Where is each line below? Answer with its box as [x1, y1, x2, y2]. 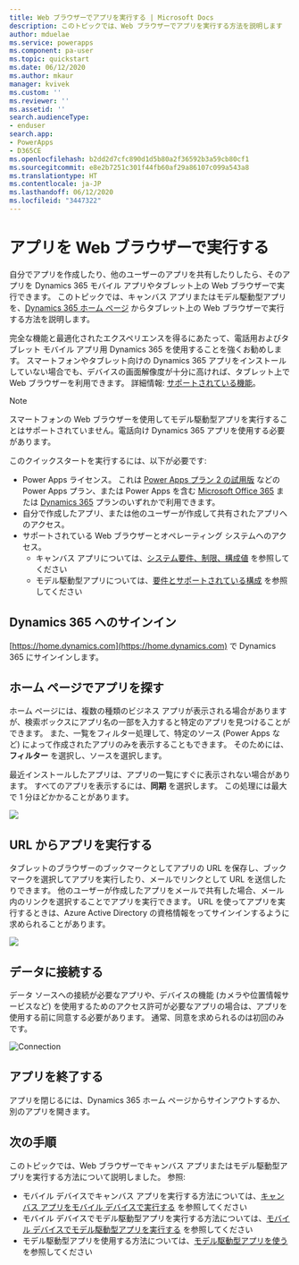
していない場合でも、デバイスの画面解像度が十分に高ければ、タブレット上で [9, 366, 290, 377]
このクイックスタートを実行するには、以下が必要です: [9, 455, 207, 466]
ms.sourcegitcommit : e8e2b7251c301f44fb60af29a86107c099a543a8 [9, 163, 250, 172]
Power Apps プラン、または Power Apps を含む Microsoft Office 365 [21, 485, 275, 496]
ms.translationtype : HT [9, 171, 98, 180]
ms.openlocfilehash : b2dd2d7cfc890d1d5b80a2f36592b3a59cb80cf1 [9, 154, 250, 164]
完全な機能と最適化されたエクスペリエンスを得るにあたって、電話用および [9, 332, 281, 343]
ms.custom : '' [9, 88, 62, 97]
